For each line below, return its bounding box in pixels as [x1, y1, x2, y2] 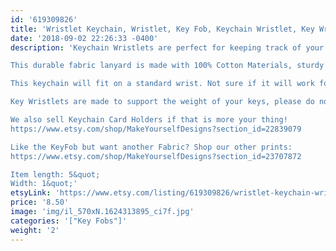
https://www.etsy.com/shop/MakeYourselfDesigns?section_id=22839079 [10, 124, 302, 134]
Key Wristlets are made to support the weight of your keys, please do [10, 97, 315, 107]
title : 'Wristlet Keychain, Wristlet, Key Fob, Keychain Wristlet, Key [10, 24, 315, 34]
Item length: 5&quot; [10, 169, 101, 180]
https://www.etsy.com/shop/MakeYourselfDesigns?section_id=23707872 [10, 151, 302, 161]
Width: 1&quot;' [10, 179, 78, 189]
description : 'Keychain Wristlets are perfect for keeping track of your [10, 42, 325, 53]
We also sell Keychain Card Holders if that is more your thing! [10, 115, 288, 125]
